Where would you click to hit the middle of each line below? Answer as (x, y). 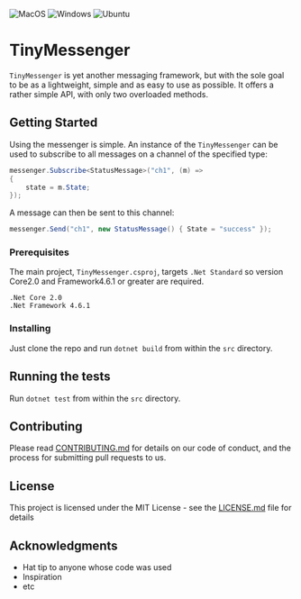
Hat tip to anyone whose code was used (97, 567)
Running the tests (60, 377)
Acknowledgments (64, 545)
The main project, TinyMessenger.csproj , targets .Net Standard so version (146, 272)
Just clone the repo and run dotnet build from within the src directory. (141, 348)
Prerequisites (39, 252)
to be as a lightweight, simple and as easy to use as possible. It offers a (142, 85)
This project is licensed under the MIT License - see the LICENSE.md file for (150, 508)
